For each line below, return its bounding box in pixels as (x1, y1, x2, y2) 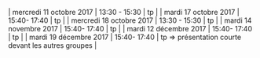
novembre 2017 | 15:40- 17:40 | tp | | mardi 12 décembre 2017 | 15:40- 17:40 (8, 24, 253, 33)
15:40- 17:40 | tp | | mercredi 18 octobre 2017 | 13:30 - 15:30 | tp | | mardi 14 (8, 16, 252, 25)
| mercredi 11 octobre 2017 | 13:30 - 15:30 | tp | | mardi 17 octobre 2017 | (8, 8, 240, 16)
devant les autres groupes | (8, 41, 97, 50)
